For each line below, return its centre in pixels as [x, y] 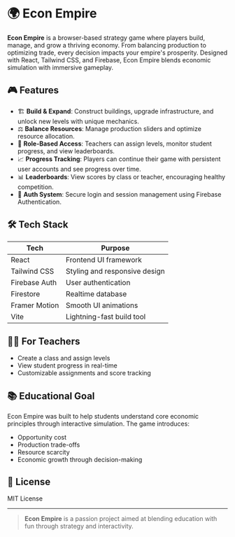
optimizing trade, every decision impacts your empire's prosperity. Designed [117, 53]
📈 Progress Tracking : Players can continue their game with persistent [119, 159]
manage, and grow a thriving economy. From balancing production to [107, 45]
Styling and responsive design [115, 271]
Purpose [115, 248]
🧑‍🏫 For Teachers [44, 341]
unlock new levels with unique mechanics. [78, 121]
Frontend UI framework [104, 260]
